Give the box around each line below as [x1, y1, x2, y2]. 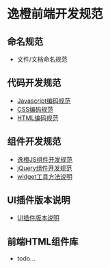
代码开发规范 [7, 77, 61, 89]
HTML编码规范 [16, 114, 59, 122]
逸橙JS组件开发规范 [16, 155, 73, 163]
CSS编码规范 [16, 105, 53, 113]
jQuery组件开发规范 [16, 164, 72, 172]
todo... [16, 254, 36, 263]
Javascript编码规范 [16, 97, 71, 105]
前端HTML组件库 [7, 236, 79, 247]
